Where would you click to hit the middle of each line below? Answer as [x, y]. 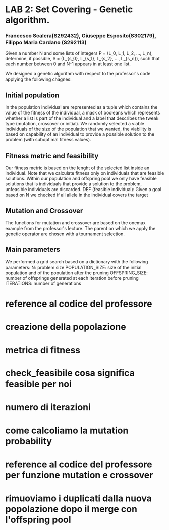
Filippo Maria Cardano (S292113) [46, 43]
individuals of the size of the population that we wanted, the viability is [78, 129]
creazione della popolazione [66, 327]
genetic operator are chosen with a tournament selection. [65, 234]
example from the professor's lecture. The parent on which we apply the [80, 228]
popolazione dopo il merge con [71, 509]
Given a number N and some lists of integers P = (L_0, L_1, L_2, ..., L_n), [79, 53]
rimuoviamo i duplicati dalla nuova [79, 498]
